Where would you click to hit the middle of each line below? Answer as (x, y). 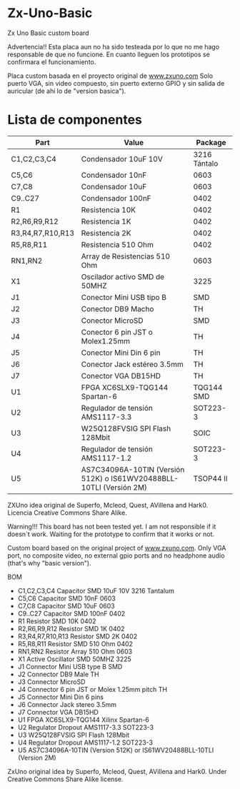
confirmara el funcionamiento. (52, 61)
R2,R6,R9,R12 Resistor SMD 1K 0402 (71, 628)
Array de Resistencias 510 (125, 256)
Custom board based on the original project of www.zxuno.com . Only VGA (117, 548)
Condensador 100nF (116, 198)
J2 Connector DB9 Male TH (58, 674)
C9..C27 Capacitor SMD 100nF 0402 (71, 613)
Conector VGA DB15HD (121, 376)
